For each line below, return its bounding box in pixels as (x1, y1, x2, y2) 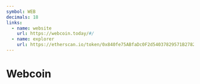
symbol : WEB (6, 8, 36, 15)
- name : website (11, 25, 52, 31)
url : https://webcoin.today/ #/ (17, 31, 95, 37)
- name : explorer (11, 36, 55, 42)
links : (6, 20, 23, 25)
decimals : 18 (6, 14, 39, 20)
